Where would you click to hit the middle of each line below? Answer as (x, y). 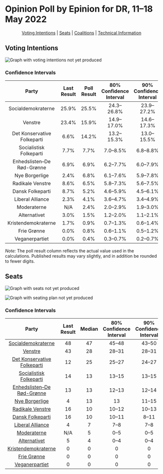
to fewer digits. (20, 261)
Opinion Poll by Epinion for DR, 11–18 (79, 9)
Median (89, 329)
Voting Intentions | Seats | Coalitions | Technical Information (81, 33)
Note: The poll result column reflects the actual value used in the (70, 251)
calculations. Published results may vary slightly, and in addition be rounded (81, 256)
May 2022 (26, 19)
